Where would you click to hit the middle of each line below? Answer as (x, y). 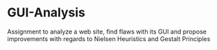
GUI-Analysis (46, 13)
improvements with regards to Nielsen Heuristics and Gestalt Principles (109, 38)
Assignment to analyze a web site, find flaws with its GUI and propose (107, 32)
